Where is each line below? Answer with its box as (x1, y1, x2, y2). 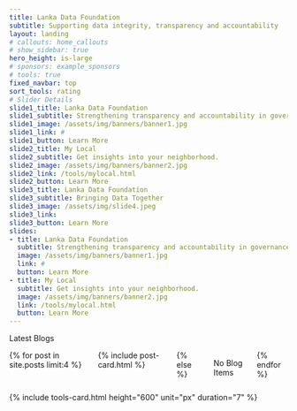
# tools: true (9, 71, 62, 80)
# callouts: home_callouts (9, 37, 109, 47)
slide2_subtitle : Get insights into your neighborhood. (9, 152, 219, 162)
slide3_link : (9, 209, 57, 219)
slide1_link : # (9, 128, 65, 137)
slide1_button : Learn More (9, 136, 109, 145)
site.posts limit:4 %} (9, 360, 82, 370)
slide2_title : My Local (9, 144, 97, 153)
